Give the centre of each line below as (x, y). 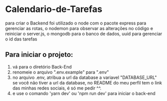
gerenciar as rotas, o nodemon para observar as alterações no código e (79, 28)
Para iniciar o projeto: (39, 55)
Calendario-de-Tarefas (54, 9)
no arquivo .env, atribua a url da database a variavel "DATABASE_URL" (84, 77)
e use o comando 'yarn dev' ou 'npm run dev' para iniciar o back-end (84, 93)
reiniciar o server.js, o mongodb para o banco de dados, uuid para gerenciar (84, 33)
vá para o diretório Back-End (42, 66)
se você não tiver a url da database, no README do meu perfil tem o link (87, 82)
